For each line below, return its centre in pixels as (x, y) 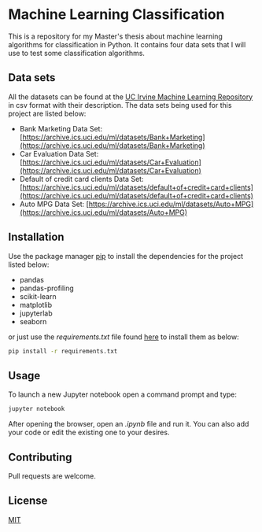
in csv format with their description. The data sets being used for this (120, 105)
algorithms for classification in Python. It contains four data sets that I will (127, 44)
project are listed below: (47, 113)
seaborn (33, 321)
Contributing (40, 457)
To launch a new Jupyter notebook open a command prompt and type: (123, 394)
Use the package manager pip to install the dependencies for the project (126, 256)
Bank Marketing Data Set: (61, 128)
